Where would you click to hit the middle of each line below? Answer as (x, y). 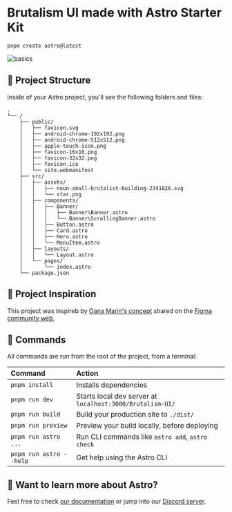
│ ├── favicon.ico (49, 164)
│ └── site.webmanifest (57, 170)
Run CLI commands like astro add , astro (142, 437)
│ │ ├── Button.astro (57, 225)
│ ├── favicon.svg (49, 128)
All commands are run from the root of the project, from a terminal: (102, 357)
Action (87, 373)
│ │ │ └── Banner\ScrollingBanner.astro (88, 218)
